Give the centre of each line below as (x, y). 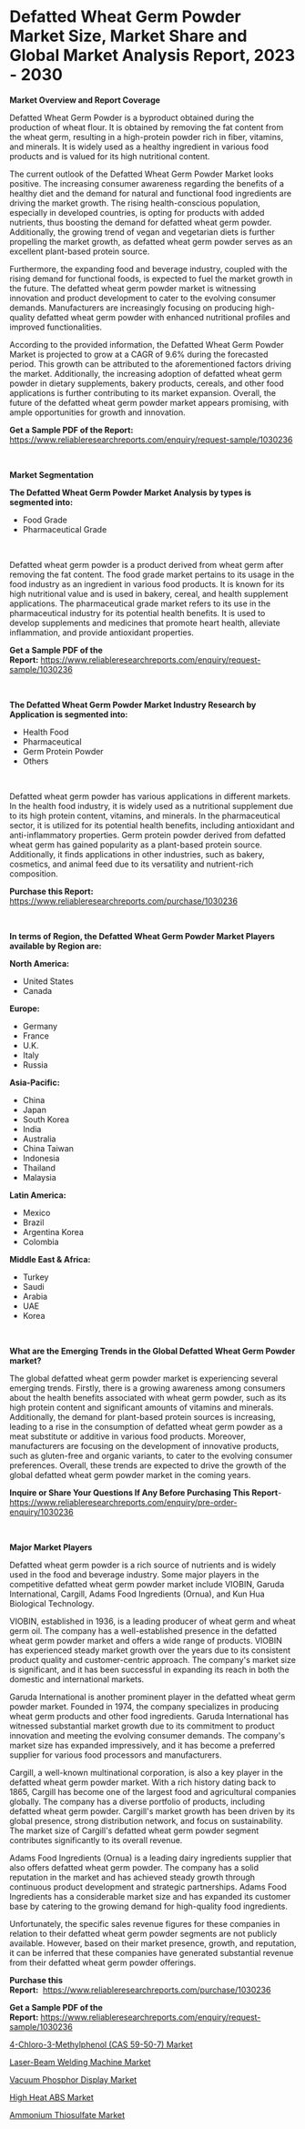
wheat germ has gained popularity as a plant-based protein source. (136, 845)
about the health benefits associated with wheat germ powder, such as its (148, 1397)
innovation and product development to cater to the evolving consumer (142, 298)
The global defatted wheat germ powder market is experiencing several (144, 1378)
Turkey (36, 1277)
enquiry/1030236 (42, 1512)
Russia (35, 1064)
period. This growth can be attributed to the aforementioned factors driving (150, 364)
